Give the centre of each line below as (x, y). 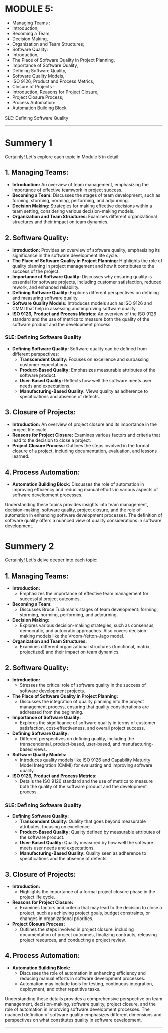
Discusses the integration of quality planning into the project (82, 701)
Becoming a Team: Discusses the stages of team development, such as (86, 195)
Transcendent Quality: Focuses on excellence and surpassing (84, 359)
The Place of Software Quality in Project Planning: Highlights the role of (87, 260)
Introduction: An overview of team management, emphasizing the (80, 184)
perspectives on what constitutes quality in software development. (74, 1020)
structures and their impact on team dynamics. (60, 222)
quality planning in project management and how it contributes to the (83, 266)
